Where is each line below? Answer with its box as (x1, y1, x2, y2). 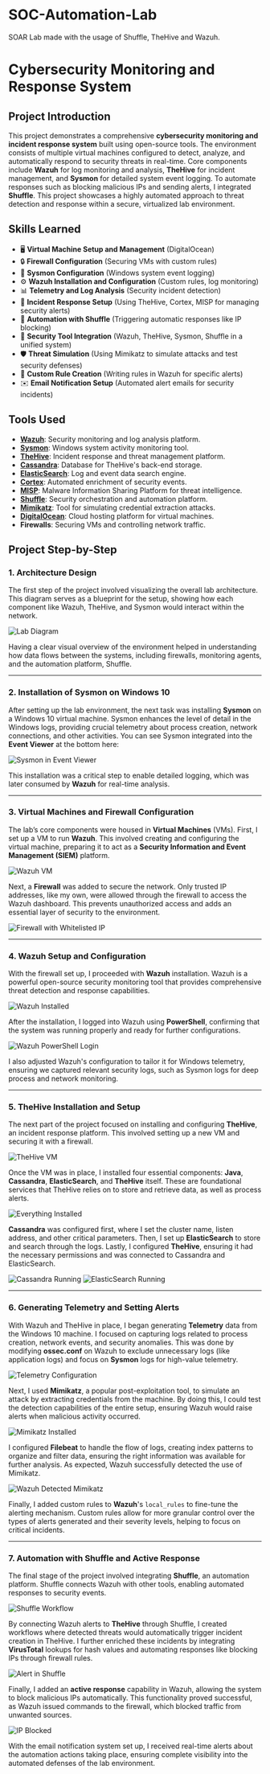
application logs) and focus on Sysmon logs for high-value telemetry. (8, 1354, 239, 1364)
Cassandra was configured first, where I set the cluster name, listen (8, 1225, 234, 1234)
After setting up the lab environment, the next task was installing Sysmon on (8, 705, 262, 715)
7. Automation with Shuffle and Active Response (8, 1552, 201, 1563)
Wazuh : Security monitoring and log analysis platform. (19, 434, 201, 444)
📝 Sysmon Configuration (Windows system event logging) (19, 268, 215, 277)
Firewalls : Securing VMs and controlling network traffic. (19, 519, 207, 529)
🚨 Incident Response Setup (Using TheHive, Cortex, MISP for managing (19, 297, 260, 306)
